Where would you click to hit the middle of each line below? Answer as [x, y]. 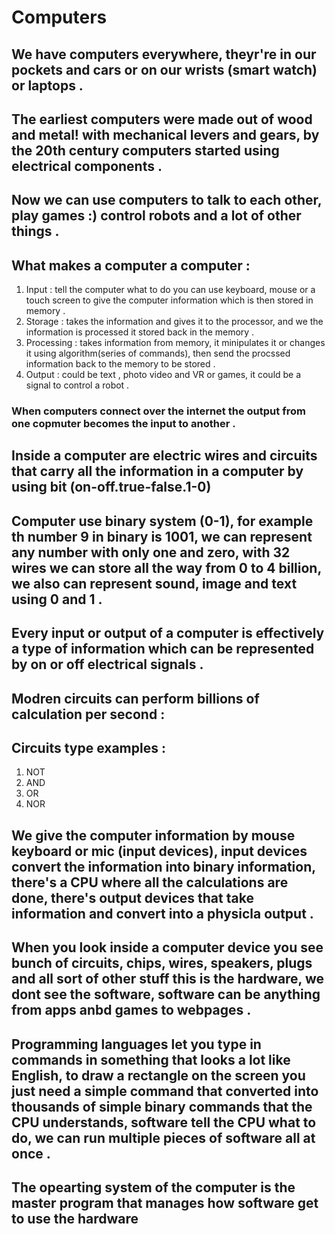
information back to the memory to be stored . [120, 364]
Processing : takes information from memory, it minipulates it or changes [175, 343]
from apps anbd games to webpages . [131, 1010]
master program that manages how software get [165, 1203]
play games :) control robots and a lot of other [156, 216]
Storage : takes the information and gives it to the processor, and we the [174, 322]
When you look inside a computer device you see [167, 947]
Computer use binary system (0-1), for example [162, 521]
